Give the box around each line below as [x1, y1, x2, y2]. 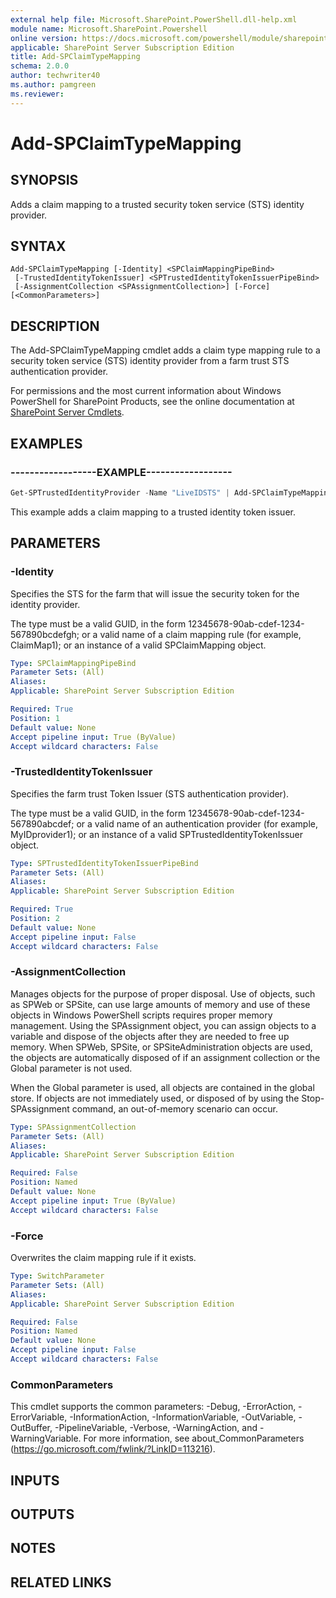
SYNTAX [10, 238, 67, 255]
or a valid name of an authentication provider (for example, [76, 817, 318, 830]
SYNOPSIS [10, 172, 79, 189]
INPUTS [10, 1472, 60, 1489]
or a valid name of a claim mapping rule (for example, [81, 628, 302, 640]
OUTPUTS [10, 1506, 75, 1523]
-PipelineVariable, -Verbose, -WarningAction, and [54, 1422, 258, 1434]
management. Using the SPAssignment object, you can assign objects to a [10, 1019, 317, 1031]
